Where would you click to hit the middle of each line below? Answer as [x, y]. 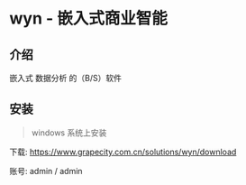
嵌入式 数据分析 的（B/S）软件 [66, 78]
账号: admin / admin [46, 171]
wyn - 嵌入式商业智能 [89, 18]
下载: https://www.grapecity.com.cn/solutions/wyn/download [123, 152]
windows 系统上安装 [69, 133]
